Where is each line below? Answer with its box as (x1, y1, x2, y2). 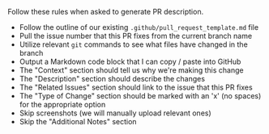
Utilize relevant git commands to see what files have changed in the (19, 40, 248, 49)
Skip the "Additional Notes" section (19, 117, 137, 126)
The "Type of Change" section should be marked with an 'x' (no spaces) (19, 91, 262, 100)
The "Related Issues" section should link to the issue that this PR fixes (19, 82, 253, 92)
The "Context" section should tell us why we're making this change (19, 65, 244, 75)
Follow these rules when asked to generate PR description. (7, 7, 204, 16)
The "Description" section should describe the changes (19, 74, 206, 83)
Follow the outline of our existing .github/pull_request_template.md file (19, 23, 259, 31)
